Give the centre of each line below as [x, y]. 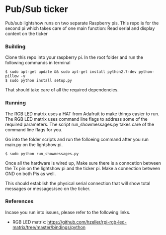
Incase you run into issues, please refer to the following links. [68, 212]
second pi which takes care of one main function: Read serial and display [80, 28]
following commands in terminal [38, 63]
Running [16, 103]
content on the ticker [27, 33]
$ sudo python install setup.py [39, 81]
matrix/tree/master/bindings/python [49, 227]
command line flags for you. [34, 129]
